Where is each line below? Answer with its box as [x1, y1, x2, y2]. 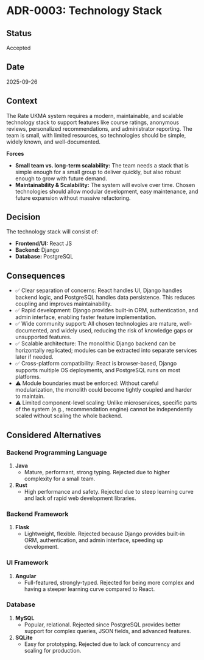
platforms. [15, 373, 41, 381]
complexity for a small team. [24, 475, 96, 482]
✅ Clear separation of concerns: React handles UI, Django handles [15, 287, 183, 294]
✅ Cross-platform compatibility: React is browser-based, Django [15, 360, 177, 367]
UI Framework [6, 559, 49, 567]
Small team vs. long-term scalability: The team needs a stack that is [15, 161, 189, 169]
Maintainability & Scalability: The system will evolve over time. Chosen [15, 181, 195, 188]
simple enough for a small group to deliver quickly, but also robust [15, 168, 181, 175]
